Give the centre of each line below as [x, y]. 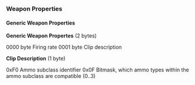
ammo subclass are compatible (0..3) [51, 76]
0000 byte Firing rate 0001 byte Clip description [64, 47]
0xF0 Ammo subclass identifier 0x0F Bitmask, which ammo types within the [97, 70]
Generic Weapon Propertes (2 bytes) [52, 36]
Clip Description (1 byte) [36, 59]
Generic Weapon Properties [41, 23]
